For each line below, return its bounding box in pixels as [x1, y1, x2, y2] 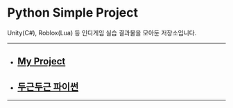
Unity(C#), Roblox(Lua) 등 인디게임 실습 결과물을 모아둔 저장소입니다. [7, 28, 197, 37]
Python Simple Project [7, 5, 139, 21]
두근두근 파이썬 [17, 81, 79, 93]
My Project [17, 55, 66, 67]
